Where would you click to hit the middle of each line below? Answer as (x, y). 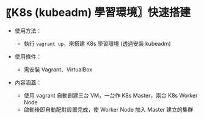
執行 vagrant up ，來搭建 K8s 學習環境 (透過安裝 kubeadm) (97, 43)
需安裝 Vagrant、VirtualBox (58, 69)
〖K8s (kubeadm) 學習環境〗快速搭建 (98, 13)
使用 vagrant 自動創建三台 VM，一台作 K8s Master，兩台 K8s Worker (111, 95)
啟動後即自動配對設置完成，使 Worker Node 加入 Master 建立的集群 (108, 109)
